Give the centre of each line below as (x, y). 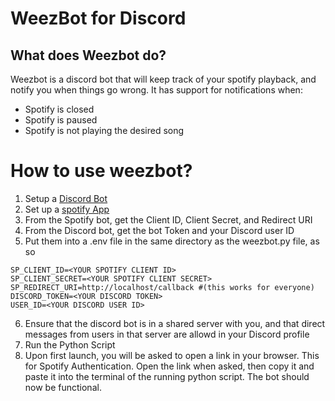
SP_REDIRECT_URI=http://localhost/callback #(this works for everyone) (162, 287)
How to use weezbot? (101, 171)
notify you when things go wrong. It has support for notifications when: (156, 90)
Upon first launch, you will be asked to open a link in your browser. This (172, 355)
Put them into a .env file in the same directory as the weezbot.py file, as (172, 241)
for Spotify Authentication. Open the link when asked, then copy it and (169, 366)
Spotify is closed (59, 109)
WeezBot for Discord (98, 18)
